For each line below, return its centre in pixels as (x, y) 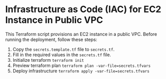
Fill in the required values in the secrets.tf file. (62, 55)
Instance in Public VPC (54, 20)
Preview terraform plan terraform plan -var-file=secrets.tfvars (81, 65)
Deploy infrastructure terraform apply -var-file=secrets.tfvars (81, 71)
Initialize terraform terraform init (48, 60)
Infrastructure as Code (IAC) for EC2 (83, 9)
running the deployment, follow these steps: (51, 39)
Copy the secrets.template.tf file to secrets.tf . (63, 49)
